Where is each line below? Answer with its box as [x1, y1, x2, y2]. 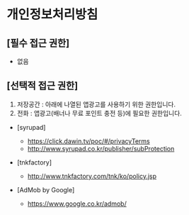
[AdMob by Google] [16, 185, 75, 194]
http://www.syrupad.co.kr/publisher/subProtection [27, 144, 175, 153]
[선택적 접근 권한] [6, 79, 79, 92]
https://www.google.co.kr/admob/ [27, 199, 127, 208]
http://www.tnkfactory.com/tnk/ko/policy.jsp [27, 172, 157, 180]
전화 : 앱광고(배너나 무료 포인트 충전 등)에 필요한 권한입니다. [16, 109, 182, 117]
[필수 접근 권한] [6, 37, 70, 49]
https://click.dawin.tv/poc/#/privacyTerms [27, 136, 150, 145]
